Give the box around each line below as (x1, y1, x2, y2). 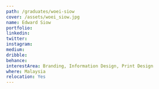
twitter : (6, 36, 28, 42)
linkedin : (6, 30, 31, 36)
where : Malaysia (6, 69, 46, 74)
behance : (6, 57, 28, 63)
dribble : (6, 52, 28, 58)
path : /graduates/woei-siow (6, 8, 75, 15)
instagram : (6, 42, 33, 47)
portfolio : (6, 25, 33, 31)
